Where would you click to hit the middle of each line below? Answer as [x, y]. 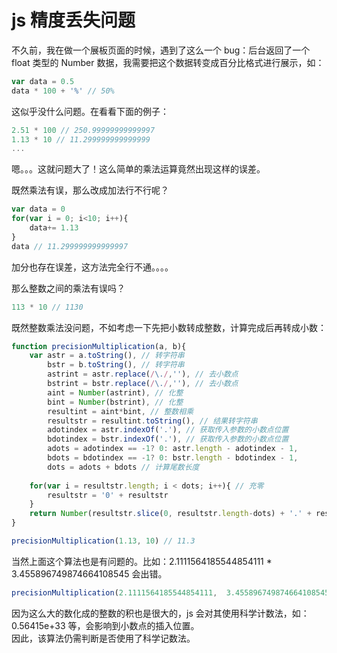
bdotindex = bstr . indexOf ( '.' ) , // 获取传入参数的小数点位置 [168, 439]
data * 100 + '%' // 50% [63, 91]
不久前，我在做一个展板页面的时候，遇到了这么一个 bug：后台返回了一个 [161, 50]
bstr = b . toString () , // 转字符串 [116, 365]
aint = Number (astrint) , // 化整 [115, 392]
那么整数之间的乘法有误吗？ [68, 288]
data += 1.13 [54, 228]
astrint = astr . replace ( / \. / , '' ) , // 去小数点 [143, 374]
